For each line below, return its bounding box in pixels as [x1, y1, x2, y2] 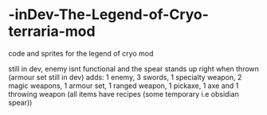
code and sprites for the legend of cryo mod [8, 48, 154, 58]
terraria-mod [8, 22, 96, 40]
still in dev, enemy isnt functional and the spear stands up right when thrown [8, 63, 259, 73]
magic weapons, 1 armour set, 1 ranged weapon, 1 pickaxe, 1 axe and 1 [8, 81, 239, 90]
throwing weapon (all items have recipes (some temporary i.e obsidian [8, 89, 239, 98]
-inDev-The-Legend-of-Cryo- [8, 6, 210, 24]
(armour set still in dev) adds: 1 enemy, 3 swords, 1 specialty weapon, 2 [8, 72, 242, 82]
